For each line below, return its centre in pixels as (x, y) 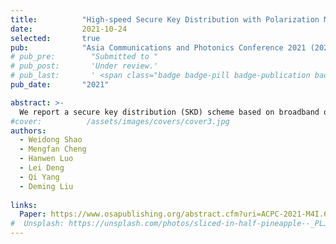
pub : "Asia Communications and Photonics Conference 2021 (158, 47)
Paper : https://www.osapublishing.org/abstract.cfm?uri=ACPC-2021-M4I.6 (174, 214)
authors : (28, 131)
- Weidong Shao (51, 140)
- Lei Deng (42, 168)
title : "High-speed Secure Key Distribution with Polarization (165, 19)
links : (24, 205)
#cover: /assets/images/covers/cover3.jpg (120, 121)
